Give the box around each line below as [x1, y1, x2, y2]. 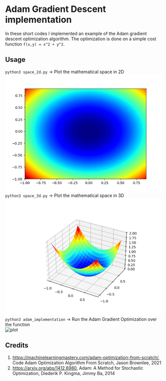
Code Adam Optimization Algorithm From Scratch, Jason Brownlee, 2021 [12, 360, 162, 366]
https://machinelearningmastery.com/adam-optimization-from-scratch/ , [12, 354, 160, 360]
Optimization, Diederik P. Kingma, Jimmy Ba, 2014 [12, 370, 115, 376]
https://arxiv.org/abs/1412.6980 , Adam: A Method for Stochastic [12, 365, 143, 371]
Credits [5, 341, 29, 350]
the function [5, 321, 30, 327]
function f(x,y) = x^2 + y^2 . [5, 41, 65, 47]
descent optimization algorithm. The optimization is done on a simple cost [5, 36, 157, 42]
